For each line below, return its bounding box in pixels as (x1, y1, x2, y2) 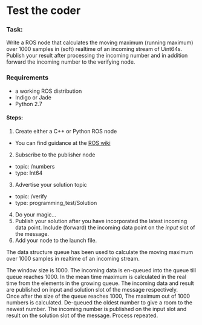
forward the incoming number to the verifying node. (6, 58, 135, 65)
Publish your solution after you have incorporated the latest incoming (15, 217, 187, 224)
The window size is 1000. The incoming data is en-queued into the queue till (6, 266, 197, 273)
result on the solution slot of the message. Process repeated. (6, 312, 158, 319)
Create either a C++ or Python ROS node (15, 127, 117, 135)
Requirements (6, 73, 49, 82)
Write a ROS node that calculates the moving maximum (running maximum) (6, 39, 194, 46)
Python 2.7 (15, 100, 42, 107)
